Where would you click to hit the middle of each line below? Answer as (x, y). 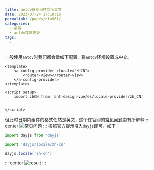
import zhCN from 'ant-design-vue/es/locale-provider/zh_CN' (78, 97)
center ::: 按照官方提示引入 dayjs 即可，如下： (63, 126)
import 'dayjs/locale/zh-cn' (35, 144)
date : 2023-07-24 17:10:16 (33, 14)
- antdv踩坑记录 (25, 33)
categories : (17, 24)
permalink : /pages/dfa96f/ (33, 19)
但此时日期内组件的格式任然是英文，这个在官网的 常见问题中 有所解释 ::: (77, 119)
